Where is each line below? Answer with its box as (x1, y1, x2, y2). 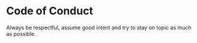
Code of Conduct (6, 4, 93, 18)
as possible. (6, 30, 36, 37)
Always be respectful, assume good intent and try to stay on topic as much (6, 24, 192, 31)
